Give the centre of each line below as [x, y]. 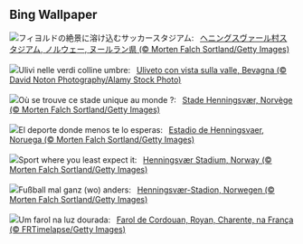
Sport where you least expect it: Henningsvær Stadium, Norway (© [146, 160]
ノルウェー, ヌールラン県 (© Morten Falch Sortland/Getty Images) [167, 49]
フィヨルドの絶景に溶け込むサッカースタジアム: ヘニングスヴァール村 [149, 38]
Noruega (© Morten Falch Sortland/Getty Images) [102, 139]
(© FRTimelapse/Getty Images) [68, 229]
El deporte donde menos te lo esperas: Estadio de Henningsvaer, [142, 129]
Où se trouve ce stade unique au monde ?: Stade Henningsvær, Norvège [156, 99]
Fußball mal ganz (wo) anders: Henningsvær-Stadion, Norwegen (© [147, 190]
